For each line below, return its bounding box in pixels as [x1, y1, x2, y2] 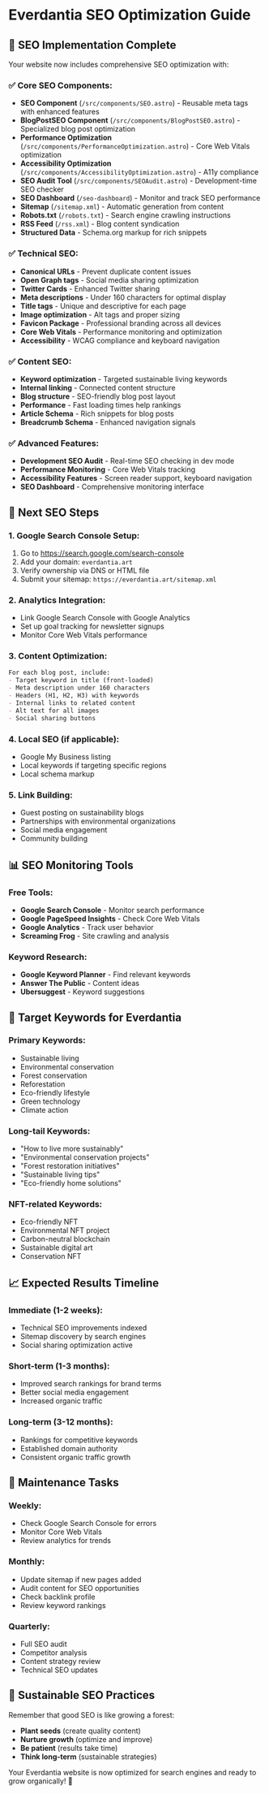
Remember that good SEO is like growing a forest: [8, 1710, 175, 1719]
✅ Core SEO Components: [8, 80, 113, 91]
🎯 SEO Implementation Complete [8, 38, 177, 52]
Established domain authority [19, 1443, 118, 1453]
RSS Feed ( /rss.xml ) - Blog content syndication [19, 219, 180, 229]
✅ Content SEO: [8, 356, 72, 367]
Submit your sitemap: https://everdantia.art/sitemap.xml [19, 574, 217, 584]
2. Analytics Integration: [8, 594, 106, 606]
